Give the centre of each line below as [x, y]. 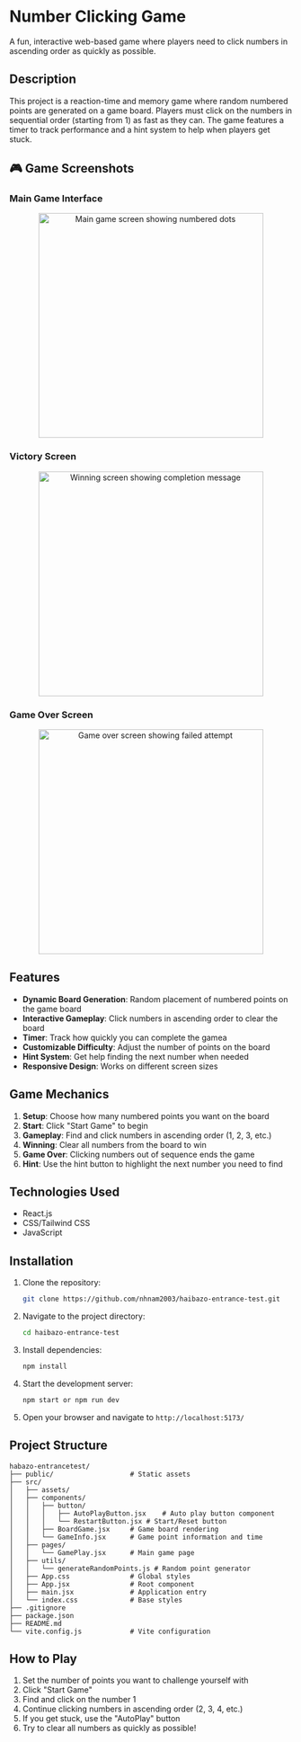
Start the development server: [78, 1383]
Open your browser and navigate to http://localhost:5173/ [133, 1417]
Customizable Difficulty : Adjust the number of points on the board [146, 1047]
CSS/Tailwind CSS [56, 1223]
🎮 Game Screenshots [72, 169]
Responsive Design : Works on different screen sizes [120, 1066]
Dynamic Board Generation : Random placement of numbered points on [155, 999]
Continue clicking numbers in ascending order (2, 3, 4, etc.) [133, 1709]
